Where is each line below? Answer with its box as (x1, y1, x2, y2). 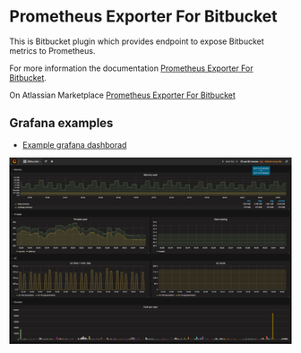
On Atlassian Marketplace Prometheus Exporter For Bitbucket (9, 90, 236, 100)
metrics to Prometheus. (9, 45, 96, 56)
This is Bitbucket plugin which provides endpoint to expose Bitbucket (9, 36, 264, 47)
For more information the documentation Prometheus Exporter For (9, 63, 254, 73)
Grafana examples (9, 116, 114, 131)
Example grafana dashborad (21, 139, 127, 150)
